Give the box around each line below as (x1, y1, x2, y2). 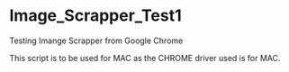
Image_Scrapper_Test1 (9, 5, 182, 26)
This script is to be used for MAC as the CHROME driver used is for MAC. (9, 52, 281, 63)
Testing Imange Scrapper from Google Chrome (9, 35, 184, 46)
